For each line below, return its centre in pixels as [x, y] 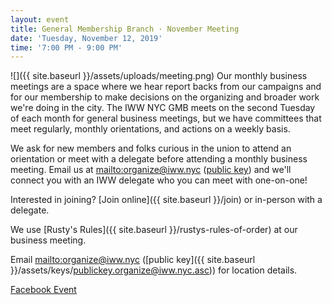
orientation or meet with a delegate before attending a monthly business [159, 159]
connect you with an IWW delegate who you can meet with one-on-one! [159, 180]
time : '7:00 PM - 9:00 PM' [66, 47]
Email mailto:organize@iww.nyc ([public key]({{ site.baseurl [133, 260]
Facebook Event [43, 290]
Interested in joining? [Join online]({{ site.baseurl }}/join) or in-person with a [166, 200]
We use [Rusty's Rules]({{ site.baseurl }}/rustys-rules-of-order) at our [154, 230]
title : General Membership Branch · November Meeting [125, 29]
